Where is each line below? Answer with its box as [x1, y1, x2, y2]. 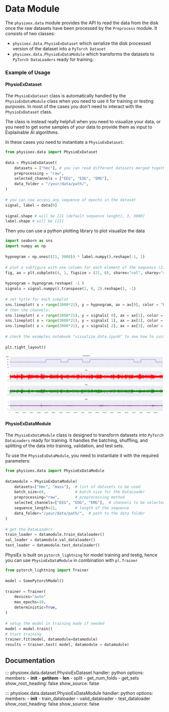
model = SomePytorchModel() [5, 578, 64, 583]
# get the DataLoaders [5, 527, 53, 532]
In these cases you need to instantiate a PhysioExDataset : [5, 139, 124, 145]
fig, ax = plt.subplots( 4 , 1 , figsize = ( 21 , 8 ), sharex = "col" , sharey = [5, 270, 161, 275]
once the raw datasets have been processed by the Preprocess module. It [5, 25, 157, 31]
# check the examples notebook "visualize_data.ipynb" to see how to [5, 334, 154, 339]
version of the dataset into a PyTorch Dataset [12, 45, 106, 52]
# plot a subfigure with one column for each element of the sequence [5, 265, 156, 270]
